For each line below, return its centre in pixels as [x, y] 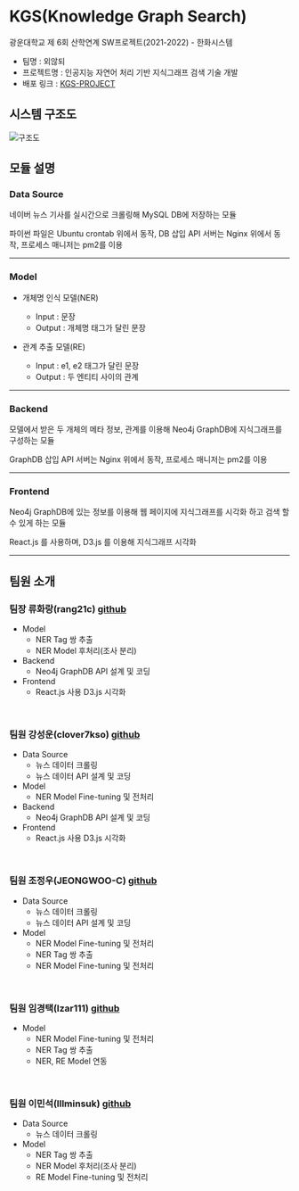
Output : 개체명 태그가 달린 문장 [91, 327]
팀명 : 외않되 [44, 61]
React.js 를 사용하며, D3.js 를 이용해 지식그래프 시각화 [103, 542]
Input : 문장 [55, 316]
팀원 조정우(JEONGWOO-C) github [83, 881]
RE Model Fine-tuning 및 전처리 [92, 1177]
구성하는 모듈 [32, 441]
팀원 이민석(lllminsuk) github [70, 1104]
